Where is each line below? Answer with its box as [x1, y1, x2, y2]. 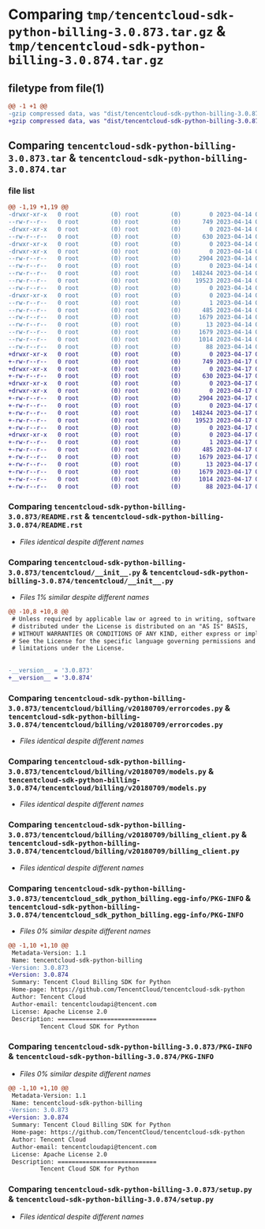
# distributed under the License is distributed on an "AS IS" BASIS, [11, 622, 248, 630]
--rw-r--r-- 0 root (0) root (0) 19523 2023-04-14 [8, 277, 252, 285]
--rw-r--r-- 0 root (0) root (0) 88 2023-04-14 [8, 342, 252, 351]
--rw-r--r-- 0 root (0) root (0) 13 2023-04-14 [8, 321, 252, 329]
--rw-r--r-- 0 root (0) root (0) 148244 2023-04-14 [8, 270, 252, 277]
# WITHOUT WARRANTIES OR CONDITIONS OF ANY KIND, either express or [11, 630, 242, 638]
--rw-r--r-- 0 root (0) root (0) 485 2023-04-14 [8, 306, 252, 314]
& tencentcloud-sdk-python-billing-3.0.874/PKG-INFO [8, 1051, 215, 1062]
